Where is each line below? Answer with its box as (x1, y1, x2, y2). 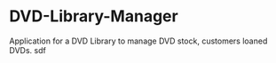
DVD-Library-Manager (9, 6, 179, 27)
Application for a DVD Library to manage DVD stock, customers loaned (9, 35, 268, 46)
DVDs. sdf (9, 44, 46, 55)
